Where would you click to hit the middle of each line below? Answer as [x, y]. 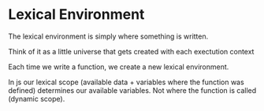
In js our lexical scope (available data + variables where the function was [126, 82]
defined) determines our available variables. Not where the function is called [132, 90]
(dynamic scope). [37, 98]
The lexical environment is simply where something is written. [108, 36]
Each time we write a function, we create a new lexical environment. [119, 67]
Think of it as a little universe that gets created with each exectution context [131, 51]
